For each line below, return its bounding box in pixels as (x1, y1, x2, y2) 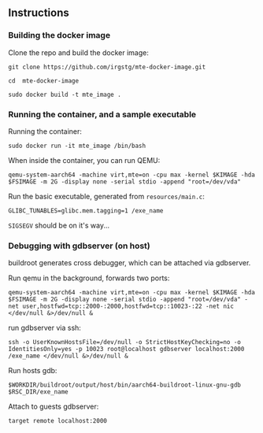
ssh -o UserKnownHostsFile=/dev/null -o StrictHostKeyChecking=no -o (8, 339, 242, 346)
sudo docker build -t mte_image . (8, 91, 122, 98)
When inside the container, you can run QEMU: (8, 155, 161, 165)
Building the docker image (8, 30, 111, 41)
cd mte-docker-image (8, 76, 80, 85)
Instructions (8, 6, 69, 20)
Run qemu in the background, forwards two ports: (8, 273, 170, 283)
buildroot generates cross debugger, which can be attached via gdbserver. (8, 258, 251, 268)
